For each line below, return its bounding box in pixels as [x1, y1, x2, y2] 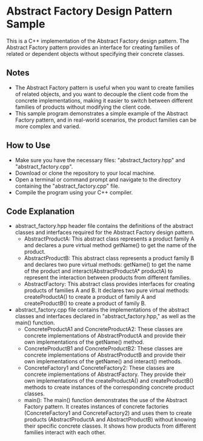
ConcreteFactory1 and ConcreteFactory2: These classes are [24, 364, 175, 372]
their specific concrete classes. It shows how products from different [24, 422, 197, 429]
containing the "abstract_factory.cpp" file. [15, 182, 120, 190]
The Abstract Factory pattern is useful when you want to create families [15, 84, 195, 91]
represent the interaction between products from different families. [24, 274, 191, 281]
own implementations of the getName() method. [24, 338, 144, 346]
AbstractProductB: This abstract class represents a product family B [24, 255, 195, 262]
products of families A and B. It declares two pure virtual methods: [24, 287, 190, 294]
